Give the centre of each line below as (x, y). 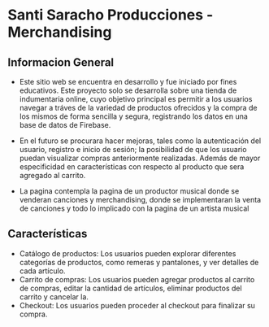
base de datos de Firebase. (65, 125)
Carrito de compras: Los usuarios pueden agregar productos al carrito (137, 279)
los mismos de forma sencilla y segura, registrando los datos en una (134, 116)
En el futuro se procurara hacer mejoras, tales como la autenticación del (140, 141)
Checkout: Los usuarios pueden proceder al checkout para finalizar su (137, 305)
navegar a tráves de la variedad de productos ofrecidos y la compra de (138, 108)
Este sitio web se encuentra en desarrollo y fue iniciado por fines (128, 82)
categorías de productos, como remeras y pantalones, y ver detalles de (139, 262)
